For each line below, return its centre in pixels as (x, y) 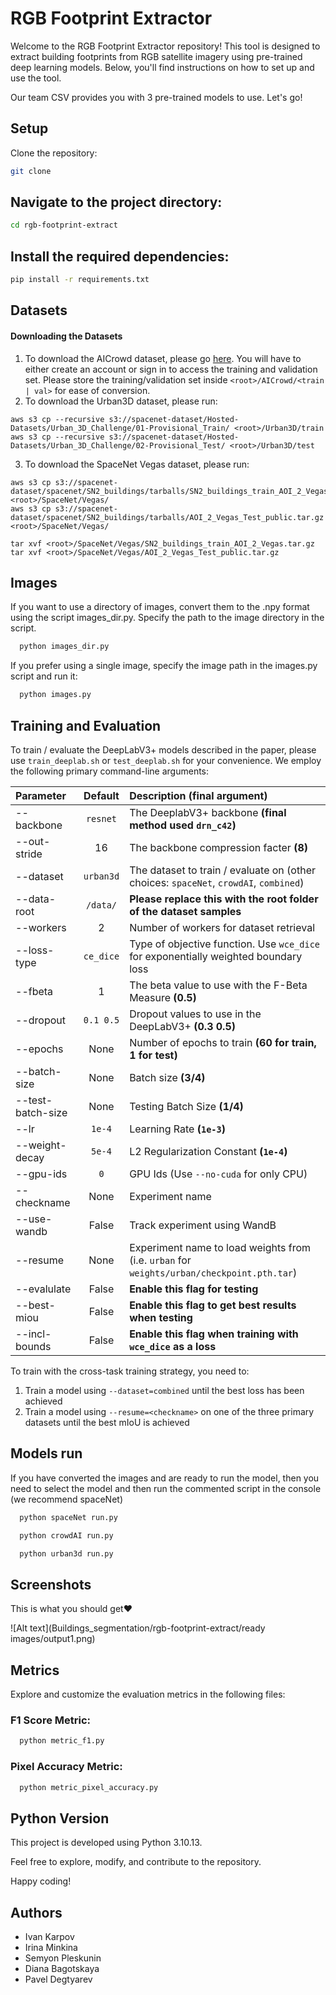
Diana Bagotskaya (62, 1968)
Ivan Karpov (49, 1936)
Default (101, 795)
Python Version (60, 1818)
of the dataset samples (185, 911)
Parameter (41, 795)
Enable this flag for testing (194, 1289)
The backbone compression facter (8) (218, 847)
